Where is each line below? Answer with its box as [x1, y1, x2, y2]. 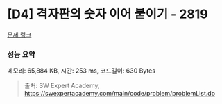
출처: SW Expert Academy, [24, 81, 100, 90]
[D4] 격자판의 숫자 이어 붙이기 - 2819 [7, 6, 208, 22]
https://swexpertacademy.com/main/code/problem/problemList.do [24, 89, 216, 98]
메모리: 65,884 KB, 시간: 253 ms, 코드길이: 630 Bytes [7, 67, 156, 75]
